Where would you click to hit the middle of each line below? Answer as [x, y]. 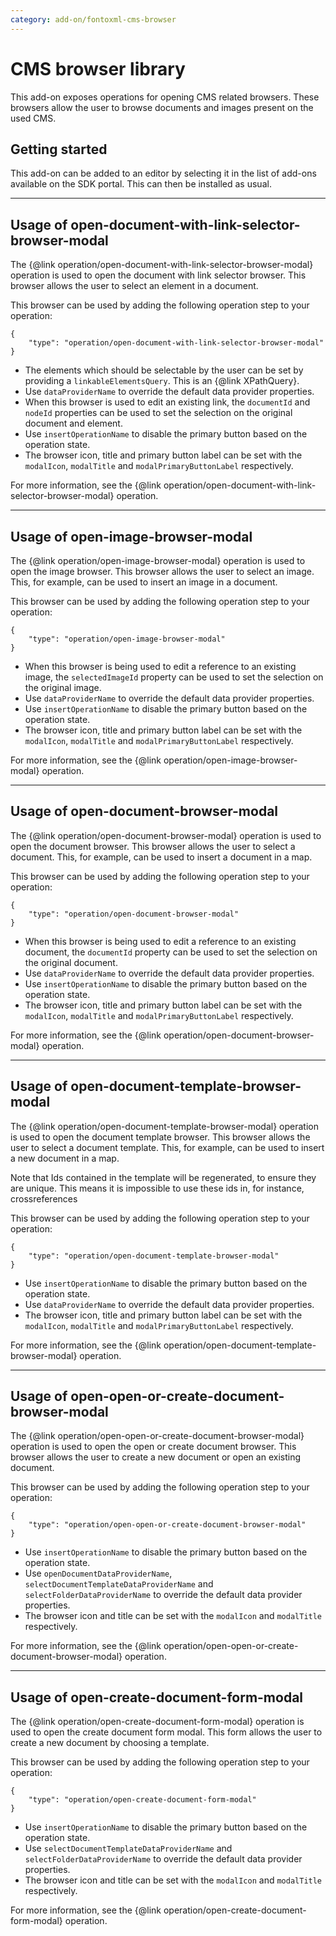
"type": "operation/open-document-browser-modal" [134, 914]
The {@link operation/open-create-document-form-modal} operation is [157, 1722]
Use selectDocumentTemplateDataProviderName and [128, 1848]
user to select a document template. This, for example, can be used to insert [167, 1147]
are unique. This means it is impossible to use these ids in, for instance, [157, 1188]
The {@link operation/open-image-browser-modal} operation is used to [158, 560]
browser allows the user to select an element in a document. [134, 286]
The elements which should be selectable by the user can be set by [164, 370]
